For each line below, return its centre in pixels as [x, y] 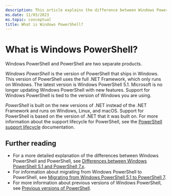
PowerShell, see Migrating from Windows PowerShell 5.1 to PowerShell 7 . [89, 177]
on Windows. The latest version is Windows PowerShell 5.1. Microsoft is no [84, 84]
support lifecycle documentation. [40, 127]
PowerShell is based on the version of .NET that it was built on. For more [82, 116]
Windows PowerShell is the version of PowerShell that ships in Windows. [82, 74]
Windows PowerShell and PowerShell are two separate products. [74, 64]
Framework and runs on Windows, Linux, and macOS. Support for [75, 111]
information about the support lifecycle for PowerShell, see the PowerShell [84, 122]
